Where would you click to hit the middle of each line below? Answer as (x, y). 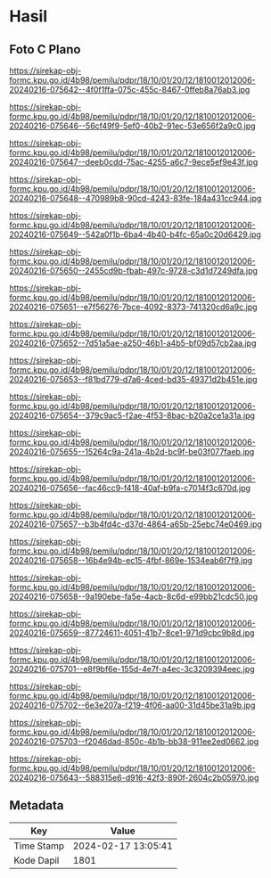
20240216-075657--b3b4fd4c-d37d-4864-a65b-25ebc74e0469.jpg (136, 524)
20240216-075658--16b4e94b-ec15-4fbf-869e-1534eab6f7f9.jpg (131, 560)
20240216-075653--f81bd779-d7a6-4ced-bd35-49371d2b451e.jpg (133, 379)
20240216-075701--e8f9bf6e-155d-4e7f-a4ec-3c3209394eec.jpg (132, 669)
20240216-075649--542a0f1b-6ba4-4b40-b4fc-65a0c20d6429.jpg (135, 234)
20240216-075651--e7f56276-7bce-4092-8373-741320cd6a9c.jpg (133, 307)
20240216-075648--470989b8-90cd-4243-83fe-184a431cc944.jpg (135, 198)
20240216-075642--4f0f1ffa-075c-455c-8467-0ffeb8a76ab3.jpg (130, 90)
